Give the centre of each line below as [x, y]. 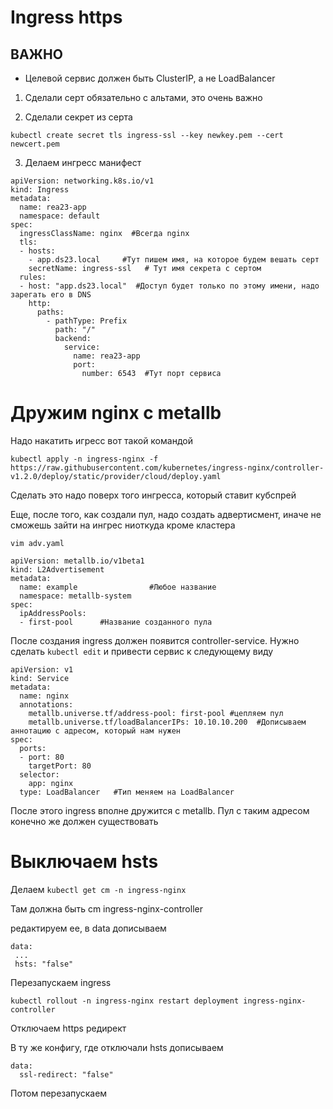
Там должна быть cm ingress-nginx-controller [106, 908]
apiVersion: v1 [42, 669]
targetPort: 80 [60, 766]
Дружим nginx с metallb [116, 413]
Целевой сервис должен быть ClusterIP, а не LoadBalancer [150, 78]
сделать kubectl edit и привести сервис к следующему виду [142, 651]
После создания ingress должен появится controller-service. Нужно [155, 640]
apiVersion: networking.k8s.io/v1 [82, 181]
